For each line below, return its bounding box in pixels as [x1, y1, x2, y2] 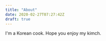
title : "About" [5, 7, 38, 12]
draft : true [5, 16, 30, 21]
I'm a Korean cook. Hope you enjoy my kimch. [5, 30, 101, 36]
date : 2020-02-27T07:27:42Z [5, 12, 65, 17]
